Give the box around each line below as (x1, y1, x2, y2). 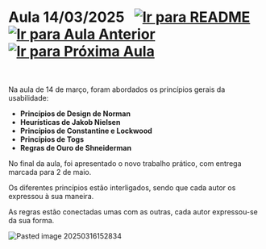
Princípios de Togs (19, 134, 85, 144)
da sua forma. (8, 215, 55, 225)
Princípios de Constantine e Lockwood (19, 126, 153, 135)
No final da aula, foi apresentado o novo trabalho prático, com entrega (8, 158, 242, 168)
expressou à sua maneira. (8, 191, 94, 201)
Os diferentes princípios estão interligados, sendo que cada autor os (8, 182, 236, 193)
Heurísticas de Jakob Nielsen (19, 117, 121, 127)
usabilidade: (8, 93, 49, 102)
